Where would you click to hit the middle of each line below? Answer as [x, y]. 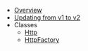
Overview [28, 10]
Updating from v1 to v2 [47, 17]
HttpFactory [42, 40]
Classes [25, 25]
